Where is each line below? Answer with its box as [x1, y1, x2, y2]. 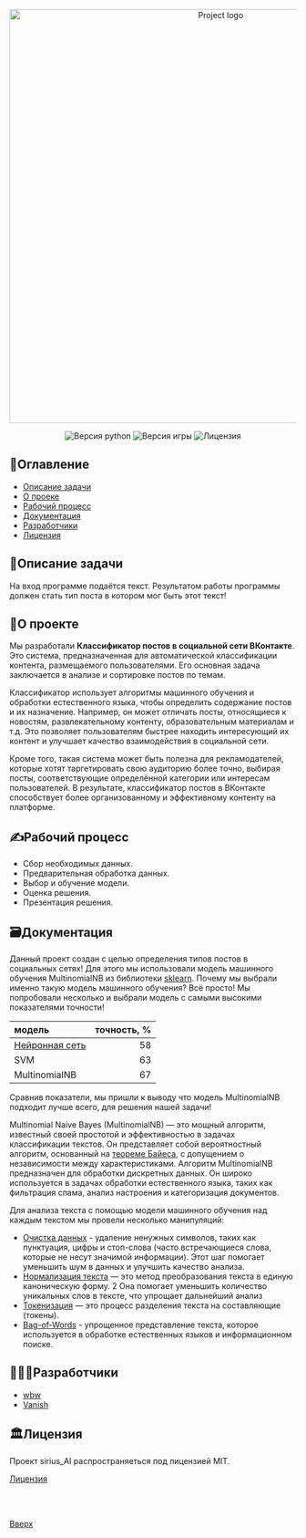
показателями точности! [9, 1002, 105, 1013]
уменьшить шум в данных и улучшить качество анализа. [22, 1262, 245, 1273]
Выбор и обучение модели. [22, 878, 130, 889]
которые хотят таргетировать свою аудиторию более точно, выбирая [9, 763, 280, 774]
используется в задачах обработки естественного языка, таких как [9, 1178, 273, 1189]
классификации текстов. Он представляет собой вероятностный [9, 1138, 262, 1149]
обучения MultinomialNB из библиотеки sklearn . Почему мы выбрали [9, 972, 278, 984]
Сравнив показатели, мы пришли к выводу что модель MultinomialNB [9, 1092, 280, 1103]
